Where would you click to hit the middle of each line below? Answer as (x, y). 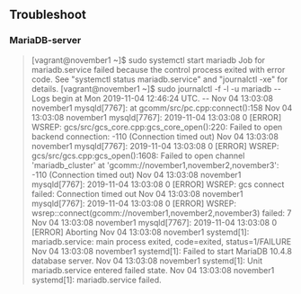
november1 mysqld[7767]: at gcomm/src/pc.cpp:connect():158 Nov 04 (162, 108)
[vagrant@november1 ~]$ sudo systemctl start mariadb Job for (148, 60)
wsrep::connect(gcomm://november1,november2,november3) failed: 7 (161, 213)
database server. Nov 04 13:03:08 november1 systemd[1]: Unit (147, 261)
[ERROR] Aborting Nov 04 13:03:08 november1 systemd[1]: (140, 232)
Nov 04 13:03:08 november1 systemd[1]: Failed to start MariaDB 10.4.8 (161, 251)
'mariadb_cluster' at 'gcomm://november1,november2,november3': (155, 165)
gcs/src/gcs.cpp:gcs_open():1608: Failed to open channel (138, 156)
